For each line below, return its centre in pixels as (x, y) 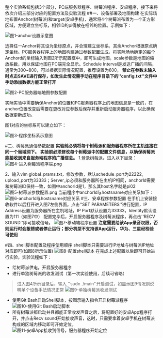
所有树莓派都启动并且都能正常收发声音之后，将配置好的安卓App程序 (80, 312)
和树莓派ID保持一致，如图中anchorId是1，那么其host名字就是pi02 (70, 186)
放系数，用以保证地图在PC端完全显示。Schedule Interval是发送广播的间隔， (81, 64)
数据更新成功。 (20, 115)
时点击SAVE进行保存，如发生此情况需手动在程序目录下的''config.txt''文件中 (81, 76)
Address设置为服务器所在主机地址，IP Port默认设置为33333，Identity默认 (79, 210)
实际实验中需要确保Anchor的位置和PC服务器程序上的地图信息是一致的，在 (79, 103)
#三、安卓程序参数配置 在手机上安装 (117, 198)
